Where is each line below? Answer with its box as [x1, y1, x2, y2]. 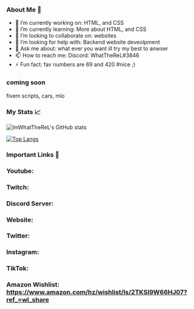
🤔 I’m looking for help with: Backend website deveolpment [15, 39, 161, 46]
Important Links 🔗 [6, 150, 59, 159]
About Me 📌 [6, 5, 42, 14]
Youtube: [6, 167, 35, 175]
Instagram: [6, 248, 39, 256]
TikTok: [6, 264, 29, 273]
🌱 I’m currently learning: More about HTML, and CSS [15, 25, 147, 33]
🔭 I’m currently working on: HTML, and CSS [15, 19, 124, 27]
